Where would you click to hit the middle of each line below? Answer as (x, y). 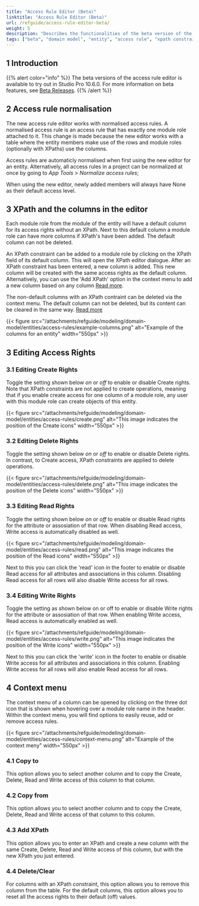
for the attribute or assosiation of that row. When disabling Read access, (94, 525)
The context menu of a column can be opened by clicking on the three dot (97, 702)
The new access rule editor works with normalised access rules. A (87, 123)
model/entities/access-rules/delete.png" (56, 485)
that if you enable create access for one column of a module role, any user (97, 395)
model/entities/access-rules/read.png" (54, 549)
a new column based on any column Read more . (65, 285)
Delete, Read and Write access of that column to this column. (81, 814)
